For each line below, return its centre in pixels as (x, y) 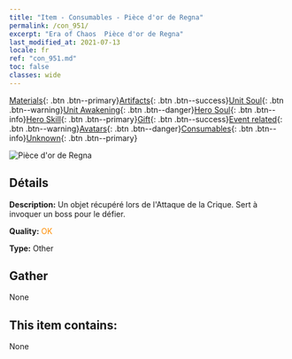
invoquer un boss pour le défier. (67, 214)
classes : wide (35, 75)
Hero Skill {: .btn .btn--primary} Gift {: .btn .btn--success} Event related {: (154, 119)
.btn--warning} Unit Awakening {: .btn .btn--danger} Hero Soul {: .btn (131, 109)
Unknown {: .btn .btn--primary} (82, 137)
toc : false (29, 67)
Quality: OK (31, 230)
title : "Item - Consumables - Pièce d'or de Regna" (106, 17)
